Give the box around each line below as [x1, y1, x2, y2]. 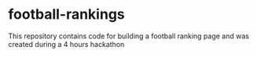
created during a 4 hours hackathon [8, 39, 125, 48]
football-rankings [8, 5, 126, 23]
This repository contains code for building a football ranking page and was [8, 31, 250, 41]
